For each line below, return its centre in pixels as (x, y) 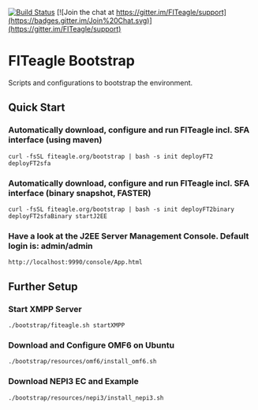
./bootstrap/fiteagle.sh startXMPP (67, 325)
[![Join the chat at (85, 12)
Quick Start (37, 108)
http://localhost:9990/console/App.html (76, 262)
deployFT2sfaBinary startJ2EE (58, 216)
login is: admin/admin (50, 246)
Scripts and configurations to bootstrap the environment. (101, 82)
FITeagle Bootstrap (72, 61)
